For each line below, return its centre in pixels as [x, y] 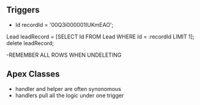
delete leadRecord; [30, 43]
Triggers [23, 10]
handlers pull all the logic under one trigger [69, 95]
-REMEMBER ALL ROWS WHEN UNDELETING [64, 55]
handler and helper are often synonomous [68, 89]
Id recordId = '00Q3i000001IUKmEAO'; [64, 24]
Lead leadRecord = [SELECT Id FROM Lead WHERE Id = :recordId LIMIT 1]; [100, 37]
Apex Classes [33, 74]
